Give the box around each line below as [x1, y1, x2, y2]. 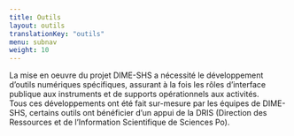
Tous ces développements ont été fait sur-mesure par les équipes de [9, 98, 261, 109]
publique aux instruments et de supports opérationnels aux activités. [9, 89, 259, 100]
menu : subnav [9, 37, 58, 47]
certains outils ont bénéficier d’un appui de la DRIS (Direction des [29, 108, 267, 118]
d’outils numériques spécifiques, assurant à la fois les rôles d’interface [9, 79, 267, 90]
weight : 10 [9, 46, 50, 55]
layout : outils [9, 21, 66, 30]
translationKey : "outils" [9, 29, 104, 38]
